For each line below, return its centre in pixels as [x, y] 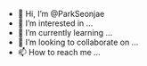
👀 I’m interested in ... [55, 23]
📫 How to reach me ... [59, 52]
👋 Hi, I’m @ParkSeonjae [61, 14]
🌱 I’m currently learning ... [65, 33]
